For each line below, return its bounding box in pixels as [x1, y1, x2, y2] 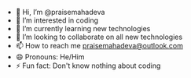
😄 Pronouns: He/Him [15, 52, 85, 62]
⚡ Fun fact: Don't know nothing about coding [15, 61, 161, 70]
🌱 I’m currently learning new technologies [15, 24, 151, 33]
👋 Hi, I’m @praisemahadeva [15, 8, 105, 16]
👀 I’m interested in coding [15, 16, 99, 25]
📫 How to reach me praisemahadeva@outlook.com [15, 41, 183, 50]
